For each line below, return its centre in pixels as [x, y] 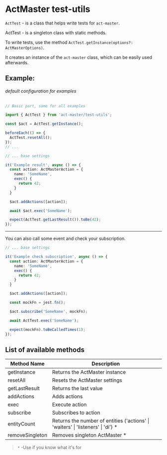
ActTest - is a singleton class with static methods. [56, 32]
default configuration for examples [41, 91]
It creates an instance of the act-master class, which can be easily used [79, 57]
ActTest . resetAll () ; [31, 138]
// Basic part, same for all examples [45, 106]
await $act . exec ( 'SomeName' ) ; [41, 211]
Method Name [27, 364]
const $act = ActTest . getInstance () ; [44, 124]
